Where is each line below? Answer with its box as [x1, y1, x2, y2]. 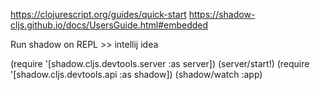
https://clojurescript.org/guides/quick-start [10, 9, 187, 20]
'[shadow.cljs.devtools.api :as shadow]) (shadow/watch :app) [10, 69, 263, 80]
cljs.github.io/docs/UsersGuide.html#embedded [10, 19, 209, 31]
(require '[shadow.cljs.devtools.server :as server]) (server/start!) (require [10, 58, 310, 69]
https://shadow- [188, 9, 256, 20]
